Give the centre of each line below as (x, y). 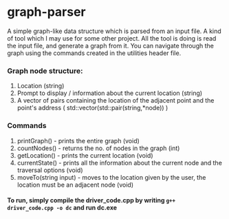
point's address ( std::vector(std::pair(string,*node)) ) (92, 108)
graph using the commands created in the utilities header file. (94, 53)
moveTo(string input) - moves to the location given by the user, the (111, 177)
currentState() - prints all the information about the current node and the (119, 163)
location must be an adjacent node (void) (75, 185)
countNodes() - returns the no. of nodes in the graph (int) (98, 148)
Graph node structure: (45, 71)
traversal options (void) (50, 170)
